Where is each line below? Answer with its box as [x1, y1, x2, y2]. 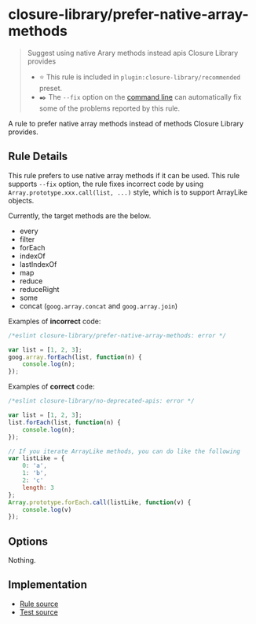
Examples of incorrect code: [8, 316, 101, 326]
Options [8, 535, 49, 548]
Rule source [19, 599, 59, 608]
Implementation [8, 578, 88, 592]
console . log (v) [22, 505, 72, 513]
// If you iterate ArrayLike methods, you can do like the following [8, 447, 241, 455]
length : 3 [22, 484, 55, 491]
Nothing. [8, 556, 37, 565]
